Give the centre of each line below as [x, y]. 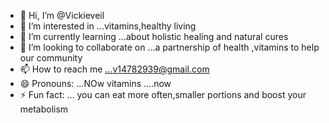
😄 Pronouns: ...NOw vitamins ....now [95, 83]
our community [51, 58]
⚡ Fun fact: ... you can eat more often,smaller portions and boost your [163, 94]
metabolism [44, 109]
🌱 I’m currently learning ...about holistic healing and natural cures [154, 36]
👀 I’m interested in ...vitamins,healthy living [108, 26]
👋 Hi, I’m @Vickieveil [62, 15]
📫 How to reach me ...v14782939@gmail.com [114, 69]
